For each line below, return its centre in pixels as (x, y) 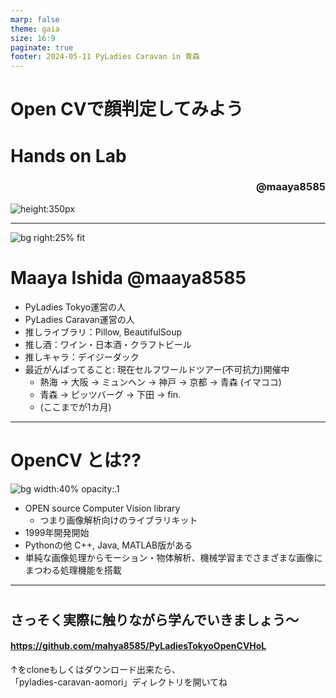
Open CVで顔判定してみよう (127, 109)
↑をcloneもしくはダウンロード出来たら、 (95, 670)
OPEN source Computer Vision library (102, 508)
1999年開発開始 (57, 532)
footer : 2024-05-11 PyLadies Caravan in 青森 (105, 57)
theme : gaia (35, 29)
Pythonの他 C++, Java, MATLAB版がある (108, 545)
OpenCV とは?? (76, 460)
